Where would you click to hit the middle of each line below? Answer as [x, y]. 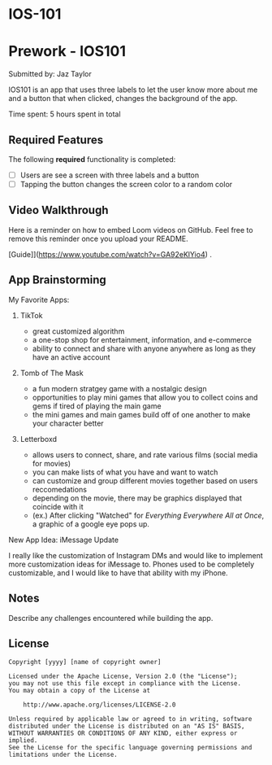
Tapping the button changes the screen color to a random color [126, 184]
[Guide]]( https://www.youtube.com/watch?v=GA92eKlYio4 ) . [110, 254]
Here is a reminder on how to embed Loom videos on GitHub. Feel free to [131, 229]
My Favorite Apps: [39, 299]
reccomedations [60, 489]
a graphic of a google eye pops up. [91, 524]
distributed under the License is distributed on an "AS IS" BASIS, [127, 726]
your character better [68, 423]
